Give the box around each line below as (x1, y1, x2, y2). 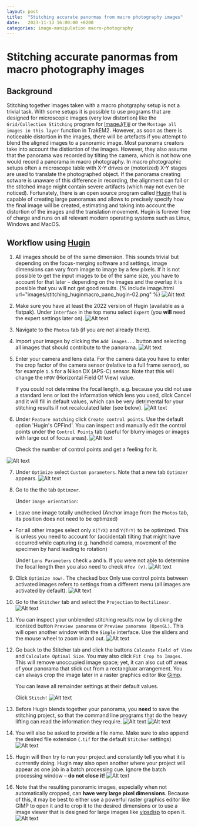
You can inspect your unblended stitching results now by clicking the (15, 616, 183, 623)
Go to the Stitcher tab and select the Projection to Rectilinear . (15, 599, 171, 606)
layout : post (6, 8, 39, 15)
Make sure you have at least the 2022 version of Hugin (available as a (15, 303, 184, 310)
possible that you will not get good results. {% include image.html (15, 285, 174, 292)
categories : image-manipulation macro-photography (6, 25, 133, 31)
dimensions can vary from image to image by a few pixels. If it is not (15, 266, 180, 273)
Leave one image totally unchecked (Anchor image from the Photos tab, (15, 509, 189, 516)
